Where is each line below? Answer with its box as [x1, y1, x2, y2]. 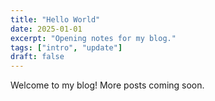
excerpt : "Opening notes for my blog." [10, 33, 177, 43]
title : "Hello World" [10, 14, 101, 25]
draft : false [10, 52, 65, 62]
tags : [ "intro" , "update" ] [10, 42, 123, 53]
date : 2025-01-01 [10, 24, 83, 34]
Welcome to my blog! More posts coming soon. [10, 79, 205, 91]
